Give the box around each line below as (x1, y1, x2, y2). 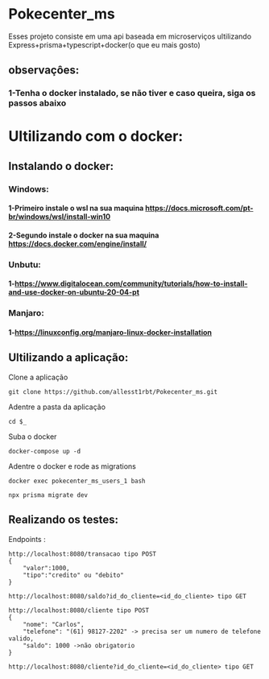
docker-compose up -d (8, 447, 81, 455)
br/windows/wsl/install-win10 (8, 212, 111, 222)
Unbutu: (8, 259, 42, 270)
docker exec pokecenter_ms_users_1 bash (8, 477, 147, 485)
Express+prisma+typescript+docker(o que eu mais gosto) (8, 39, 201, 49)
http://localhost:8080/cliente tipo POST (8, 606, 150, 615)
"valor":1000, (23, 564, 70, 572)
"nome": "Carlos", (23, 620, 85, 628)
